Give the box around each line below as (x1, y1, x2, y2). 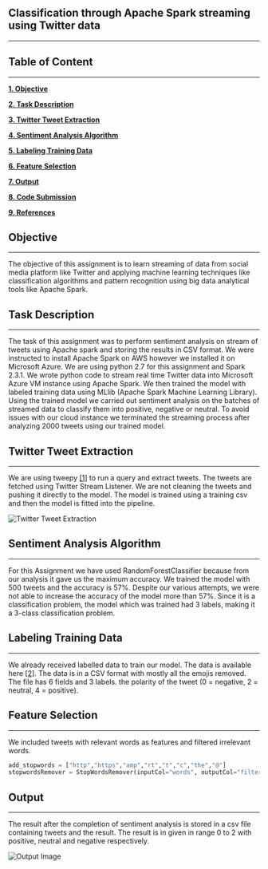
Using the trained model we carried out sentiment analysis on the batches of (8, 396, 260, 405)
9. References (8, 207, 56, 217)
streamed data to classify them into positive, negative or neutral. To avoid (8, 405, 250, 414)
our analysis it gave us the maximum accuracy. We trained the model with (8, 574, 250, 583)
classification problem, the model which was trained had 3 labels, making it (8, 599, 255, 609)
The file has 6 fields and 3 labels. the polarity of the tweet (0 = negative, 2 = (8, 677, 258, 686)
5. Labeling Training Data (8, 145, 93, 155)
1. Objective (8, 84, 48, 93)
